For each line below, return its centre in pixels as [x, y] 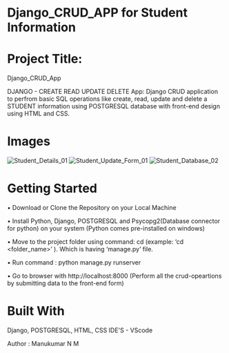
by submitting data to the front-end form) [66, 283]
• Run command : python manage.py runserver [74, 263]
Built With [36, 311]
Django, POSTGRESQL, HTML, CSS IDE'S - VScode [80, 330]
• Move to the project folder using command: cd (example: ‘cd [96, 242]
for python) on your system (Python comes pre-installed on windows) [106, 228]
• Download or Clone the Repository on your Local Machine [92, 208]
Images [29, 141]
